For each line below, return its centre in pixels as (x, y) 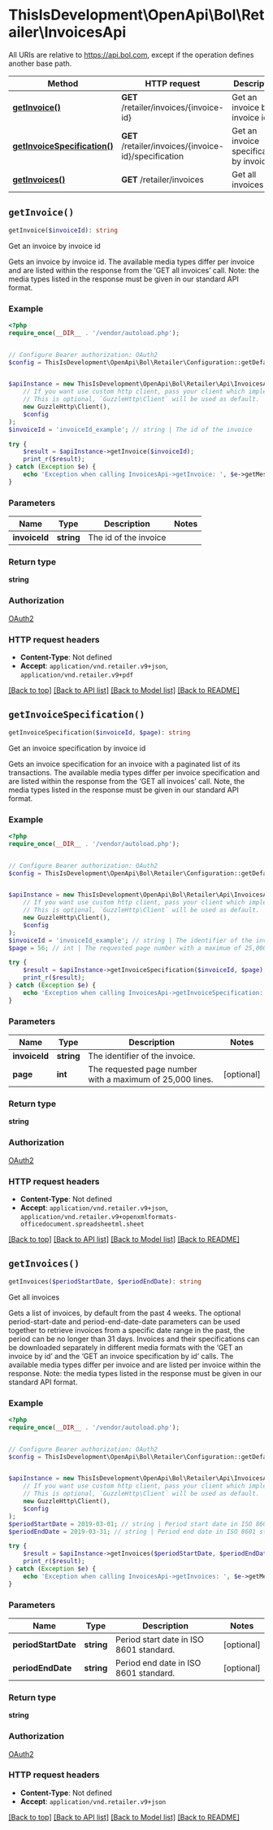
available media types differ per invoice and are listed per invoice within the (135, 1365)
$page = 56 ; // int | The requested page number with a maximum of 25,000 (138, 948)
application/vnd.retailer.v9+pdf (77, 675)
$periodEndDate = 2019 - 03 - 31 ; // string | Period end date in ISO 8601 (132, 1532)
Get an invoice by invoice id (55, 246)
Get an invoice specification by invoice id (77, 748)
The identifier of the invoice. (142, 1057)
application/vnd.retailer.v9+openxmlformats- (98, 1217)
